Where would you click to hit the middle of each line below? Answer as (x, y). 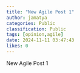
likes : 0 (17, 46)
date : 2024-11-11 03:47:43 (40, 40)
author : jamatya (27, 18)
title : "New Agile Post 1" (40, 12)
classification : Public (36, 29)
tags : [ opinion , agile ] (35, 35)
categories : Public (31, 23)
